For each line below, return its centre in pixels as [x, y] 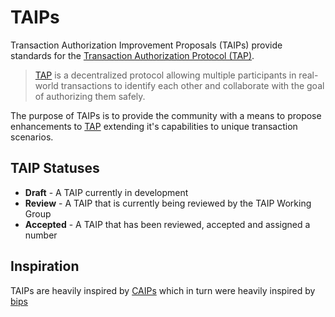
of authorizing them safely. [90, 96]
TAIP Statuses [55, 168]
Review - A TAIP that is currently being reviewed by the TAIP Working [168, 203]
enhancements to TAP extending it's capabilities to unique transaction [154, 126]
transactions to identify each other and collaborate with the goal [192, 85]
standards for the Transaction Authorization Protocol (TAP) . [132, 55]
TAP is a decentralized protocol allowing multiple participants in [165, 75]
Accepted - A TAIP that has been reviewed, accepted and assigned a [167, 224]
